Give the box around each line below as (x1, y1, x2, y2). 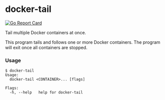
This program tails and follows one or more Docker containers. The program (5, 39, 161, 45)
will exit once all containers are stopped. (5, 44, 88, 50)
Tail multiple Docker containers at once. (5, 29, 86, 35)
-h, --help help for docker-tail (9, 90, 83, 95)
